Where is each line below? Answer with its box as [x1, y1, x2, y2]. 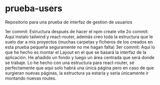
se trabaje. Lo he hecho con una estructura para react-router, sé [5, 60, 135, 65]
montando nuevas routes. [5, 75, 57, 81]
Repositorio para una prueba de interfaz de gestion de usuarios [5, 19, 133, 25]
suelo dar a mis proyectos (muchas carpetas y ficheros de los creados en [5, 39, 153, 44]
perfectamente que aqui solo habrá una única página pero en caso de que [5, 64, 154, 71]
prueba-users [5, 3, 62, 14]
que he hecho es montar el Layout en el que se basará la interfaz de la [5, 49, 146, 55]
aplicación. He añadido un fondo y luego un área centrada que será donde [5, 54, 155, 60]
